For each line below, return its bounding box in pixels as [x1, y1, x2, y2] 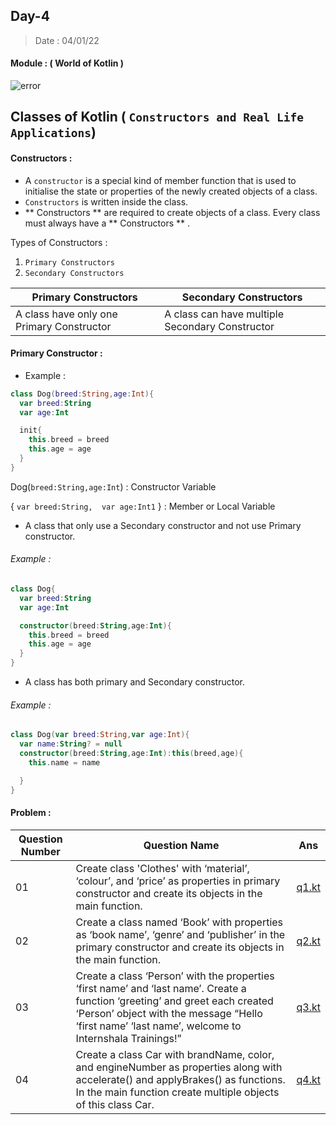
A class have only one [15, 307, 118, 321]
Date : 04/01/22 [34, 34, 100, 46]
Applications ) [10, 124, 97, 141]
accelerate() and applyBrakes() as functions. [75, 1072, 286, 1086]
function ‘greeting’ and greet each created [75, 994, 274, 1008]
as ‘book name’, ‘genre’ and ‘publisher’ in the [75, 927, 286, 941]
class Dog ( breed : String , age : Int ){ [10, 389, 155, 399]
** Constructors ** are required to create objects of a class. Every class [24, 206, 321, 218]
